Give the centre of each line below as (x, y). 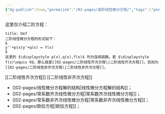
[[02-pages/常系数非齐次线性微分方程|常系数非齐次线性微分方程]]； (81, 100)
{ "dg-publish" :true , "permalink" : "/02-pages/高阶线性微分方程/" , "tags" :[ (78, 10)
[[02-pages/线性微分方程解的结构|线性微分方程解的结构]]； (72, 87)
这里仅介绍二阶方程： (27, 24)
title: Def (16, 33)
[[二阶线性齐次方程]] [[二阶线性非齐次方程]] (49, 77)
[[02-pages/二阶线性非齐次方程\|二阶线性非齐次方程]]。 (57, 67)
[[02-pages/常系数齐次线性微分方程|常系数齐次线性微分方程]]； (77, 93)
